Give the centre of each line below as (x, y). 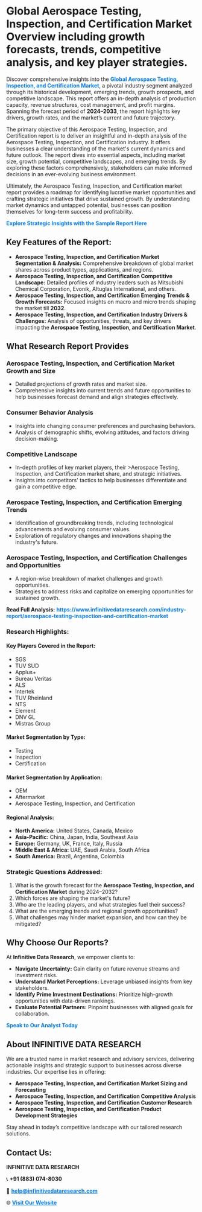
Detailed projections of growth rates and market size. (81, 384)
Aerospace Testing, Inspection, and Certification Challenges (97, 558)
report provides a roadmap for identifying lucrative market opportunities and (101, 192)
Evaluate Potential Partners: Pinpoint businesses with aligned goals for (104, 1007)
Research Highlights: (38, 631)
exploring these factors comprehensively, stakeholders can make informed (99, 168)
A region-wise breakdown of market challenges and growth (89, 578)
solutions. (18, 1134)
